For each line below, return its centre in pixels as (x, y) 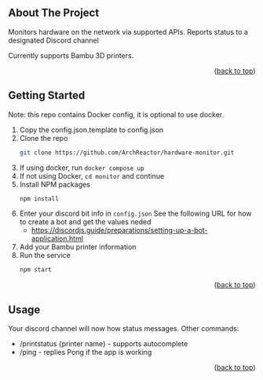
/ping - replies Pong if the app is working (86, 352)
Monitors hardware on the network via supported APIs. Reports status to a (128, 31)
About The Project (54, 13)
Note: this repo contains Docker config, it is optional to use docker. (116, 114)
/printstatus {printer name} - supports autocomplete (104, 344)
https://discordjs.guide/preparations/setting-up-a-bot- (119, 231)
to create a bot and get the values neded (85, 222)
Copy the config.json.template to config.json (91, 130)
